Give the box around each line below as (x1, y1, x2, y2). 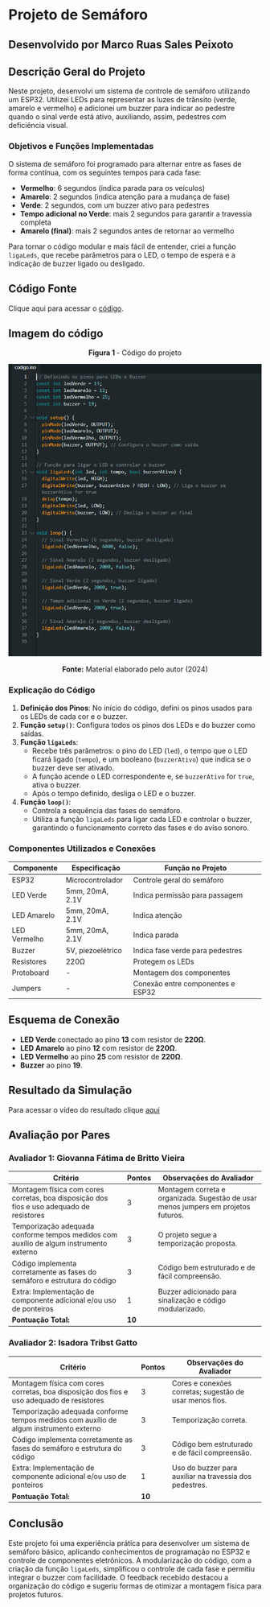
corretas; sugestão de (171, 1386, 245, 1396)
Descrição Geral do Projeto (8, 64, 146, 78)
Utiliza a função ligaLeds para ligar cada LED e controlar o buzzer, (31, 814, 252, 824)
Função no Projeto (164, 863, 227, 873)
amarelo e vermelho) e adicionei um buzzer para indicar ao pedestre (8, 103, 235, 114)
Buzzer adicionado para (157, 1287, 237, 1296)
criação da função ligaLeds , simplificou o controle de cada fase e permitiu (8, 1564, 256, 1573)
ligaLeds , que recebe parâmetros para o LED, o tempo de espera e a (8, 250, 235, 259)
